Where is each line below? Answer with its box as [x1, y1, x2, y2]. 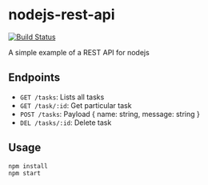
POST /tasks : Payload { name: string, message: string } [19, 109, 200, 119]
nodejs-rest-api [8, 6, 115, 24]
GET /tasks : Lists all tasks [19, 92, 105, 102]
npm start [8, 169, 42, 177]
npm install [8, 162, 48, 170]
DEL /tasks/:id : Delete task [19, 118, 112, 127]
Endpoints [8, 70, 61, 85]
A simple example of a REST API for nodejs [8, 47, 150, 57]
